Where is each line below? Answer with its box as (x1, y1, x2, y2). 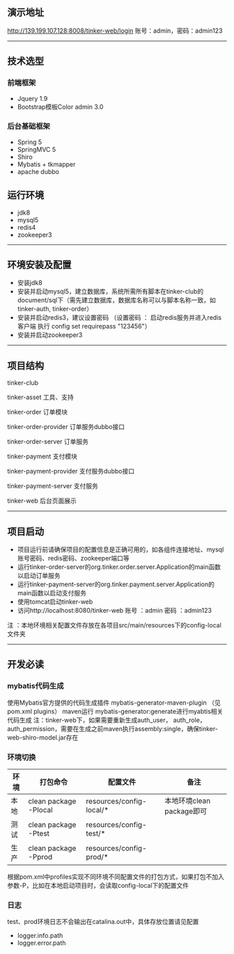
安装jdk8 (17, 279, 43, 287)
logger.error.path (17, 939, 66, 947)
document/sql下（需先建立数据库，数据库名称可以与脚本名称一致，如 (17, 296, 216, 304)
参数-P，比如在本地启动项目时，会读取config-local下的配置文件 (7, 882, 189, 890)
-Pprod (27, 852, 53, 862)
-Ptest (27, 829, 50, 838)
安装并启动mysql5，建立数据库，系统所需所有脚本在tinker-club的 (17, 288, 204, 296)
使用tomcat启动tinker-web (17, 597, 93, 606)
